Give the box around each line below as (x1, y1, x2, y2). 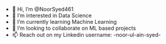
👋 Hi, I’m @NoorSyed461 (12, 6, 74, 12)
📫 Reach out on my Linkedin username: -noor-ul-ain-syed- (12, 32, 161, 38)
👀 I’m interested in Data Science (12, 12, 92, 19)
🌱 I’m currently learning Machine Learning (12, 18, 117, 25)
